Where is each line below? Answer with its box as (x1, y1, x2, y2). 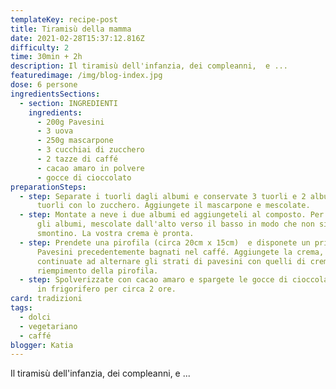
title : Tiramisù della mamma (10, 24, 132, 34)
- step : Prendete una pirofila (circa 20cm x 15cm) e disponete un (19, 237, 311, 248)
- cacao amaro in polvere (36, 163, 145, 173)
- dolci (19, 312, 52, 322)
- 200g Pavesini (36, 117, 105, 127)
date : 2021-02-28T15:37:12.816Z (10, 33, 145, 43)
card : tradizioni (10, 294, 83, 304)
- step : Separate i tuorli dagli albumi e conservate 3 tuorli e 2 (19, 191, 307, 201)
